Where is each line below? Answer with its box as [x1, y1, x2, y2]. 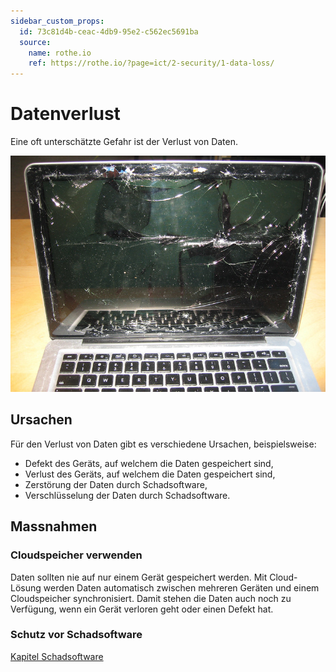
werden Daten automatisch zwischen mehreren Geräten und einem [43, 581, 320, 594]
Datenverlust [10, 103, 121, 125]
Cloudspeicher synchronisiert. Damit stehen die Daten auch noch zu [10, 592, 292, 604]
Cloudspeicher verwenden [10, 548, 143, 562]
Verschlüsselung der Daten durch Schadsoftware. [24, 489, 231, 501]
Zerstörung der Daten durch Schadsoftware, [24, 478, 208, 490]
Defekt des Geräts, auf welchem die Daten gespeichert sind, [24, 457, 274, 469]
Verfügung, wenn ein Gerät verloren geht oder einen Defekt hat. [10, 603, 274, 615]
